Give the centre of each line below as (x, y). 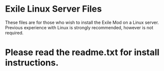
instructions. (32, 63)
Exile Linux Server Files (54, 9)
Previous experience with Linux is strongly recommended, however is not (79, 27)
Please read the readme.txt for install (82, 53)
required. (14, 33)
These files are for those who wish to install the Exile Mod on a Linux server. (82, 22)
